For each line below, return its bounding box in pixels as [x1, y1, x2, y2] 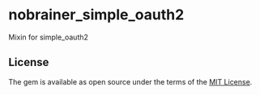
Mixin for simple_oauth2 [8, 32, 89, 42]
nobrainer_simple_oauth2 [8, 6, 185, 24]
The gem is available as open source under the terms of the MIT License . [8, 76, 253, 86]
